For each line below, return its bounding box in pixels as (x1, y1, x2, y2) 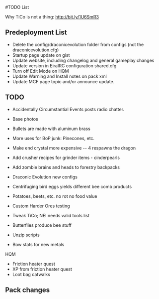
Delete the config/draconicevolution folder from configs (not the (12, 41, 144, 47)
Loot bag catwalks (12, 271, 51, 277)
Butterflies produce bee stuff (12, 222, 72, 228)
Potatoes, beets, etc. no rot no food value (12, 193, 97, 199)
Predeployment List (5, 28, 67, 37)
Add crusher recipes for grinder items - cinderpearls (12, 154, 120, 160)
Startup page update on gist (12, 52, 70, 58)
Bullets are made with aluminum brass (12, 126, 90, 132)
